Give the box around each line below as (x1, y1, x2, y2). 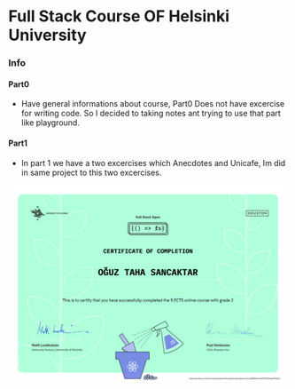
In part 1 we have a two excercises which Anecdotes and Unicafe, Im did (20, 157, 286, 168)
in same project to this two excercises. (20, 167, 162, 178)
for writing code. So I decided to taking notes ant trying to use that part (20, 108, 281, 119)
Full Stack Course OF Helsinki (8, 6, 230, 27)
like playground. (20, 117, 81, 128)
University (8, 25, 87, 45)
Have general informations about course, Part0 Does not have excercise (20, 99, 285, 109)
